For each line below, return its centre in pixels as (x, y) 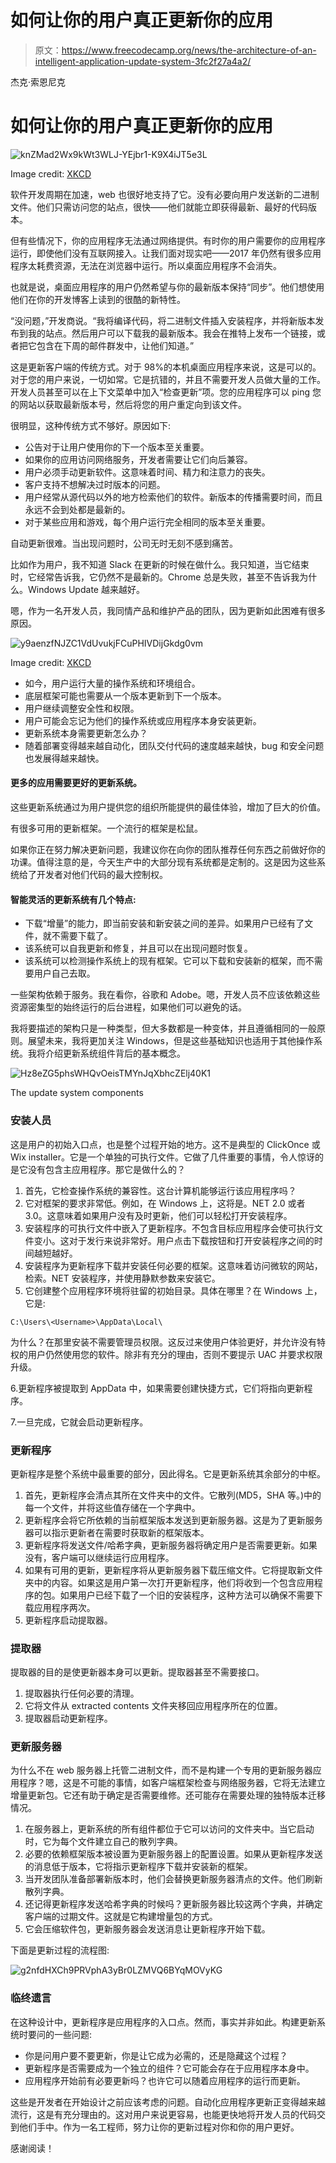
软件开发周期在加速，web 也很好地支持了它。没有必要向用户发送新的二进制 (165, 194)
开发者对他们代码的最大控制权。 (102, 875)
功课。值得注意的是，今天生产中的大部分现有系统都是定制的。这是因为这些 (163, 862)
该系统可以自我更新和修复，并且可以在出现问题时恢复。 (138, 948)
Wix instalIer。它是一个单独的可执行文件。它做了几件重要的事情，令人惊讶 (162, 1157)
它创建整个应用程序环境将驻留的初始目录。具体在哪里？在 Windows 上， (173, 1290)
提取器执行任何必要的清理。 (82, 1693)
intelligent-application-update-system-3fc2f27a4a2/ (143, 61)
